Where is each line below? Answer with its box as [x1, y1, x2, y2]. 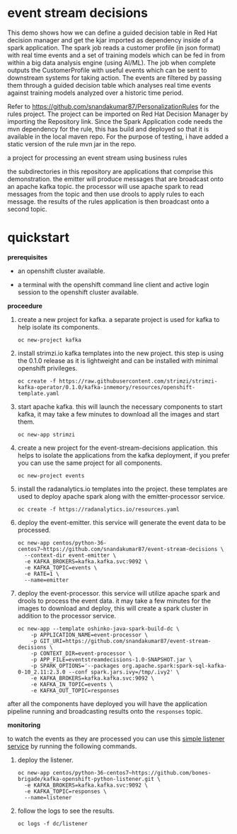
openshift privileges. [17, 364, 78, 372]
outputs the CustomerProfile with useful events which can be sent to [7, 66, 207, 74]
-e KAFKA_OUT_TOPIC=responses [30, 687, 120, 694]
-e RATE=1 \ [24, 570, 59, 577]
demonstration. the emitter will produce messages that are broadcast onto [7, 175, 224, 183]
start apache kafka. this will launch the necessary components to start [17, 402, 223, 411]
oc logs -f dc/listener [17, 820, 88, 827]
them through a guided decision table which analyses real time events [7, 81, 212, 89]
